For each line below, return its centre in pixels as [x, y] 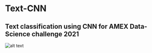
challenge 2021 [55, 34]
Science [18, 34]
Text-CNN [26, 9]
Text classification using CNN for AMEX [67, 26]
